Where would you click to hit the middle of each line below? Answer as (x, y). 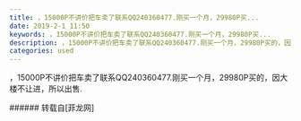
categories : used (42, 51)
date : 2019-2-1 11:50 (50, 26)
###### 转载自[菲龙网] (52, 108)
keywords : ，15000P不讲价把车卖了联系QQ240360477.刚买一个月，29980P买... (140, 34)
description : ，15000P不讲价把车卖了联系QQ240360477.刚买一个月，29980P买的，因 (150, 43)
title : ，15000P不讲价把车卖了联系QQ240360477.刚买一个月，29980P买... (134, 17)
